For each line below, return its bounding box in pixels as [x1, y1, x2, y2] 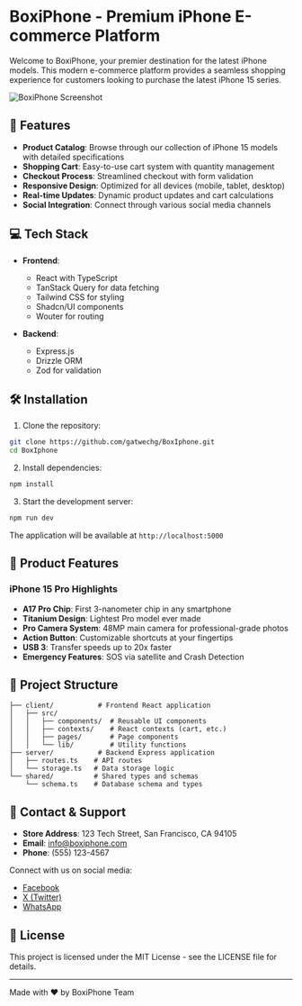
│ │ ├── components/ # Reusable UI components [9, 717, 207, 726]
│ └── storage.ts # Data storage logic [9, 764, 175, 774]
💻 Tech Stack [9, 227, 89, 242]
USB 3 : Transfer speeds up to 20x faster [22, 641, 173, 652]
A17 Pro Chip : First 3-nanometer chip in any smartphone [22, 603, 232, 614]
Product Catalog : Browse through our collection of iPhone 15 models [22, 141, 279, 152]
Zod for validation [35, 365, 102, 376]
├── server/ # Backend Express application [9, 748, 216, 757]
